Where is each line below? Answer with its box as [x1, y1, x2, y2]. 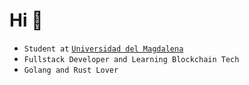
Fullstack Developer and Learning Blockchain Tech [23, 54, 240, 64]
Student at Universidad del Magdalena [23, 44, 184, 54]
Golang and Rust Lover [23, 65, 119, 75]
